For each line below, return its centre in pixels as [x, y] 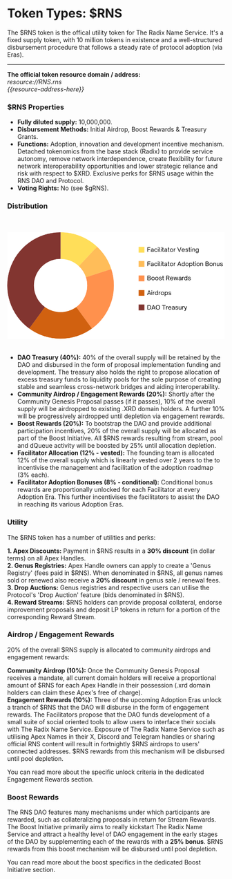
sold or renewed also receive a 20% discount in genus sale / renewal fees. [114, 580]
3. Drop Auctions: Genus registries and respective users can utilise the [108, 587]
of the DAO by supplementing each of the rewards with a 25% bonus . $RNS [115, 842]
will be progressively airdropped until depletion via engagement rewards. [121, 416]
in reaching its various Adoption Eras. [70, 504]
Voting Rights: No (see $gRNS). [63, 188]
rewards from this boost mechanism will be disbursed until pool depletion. [112, 849]
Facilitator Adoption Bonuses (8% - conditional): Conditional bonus [115, 482]
